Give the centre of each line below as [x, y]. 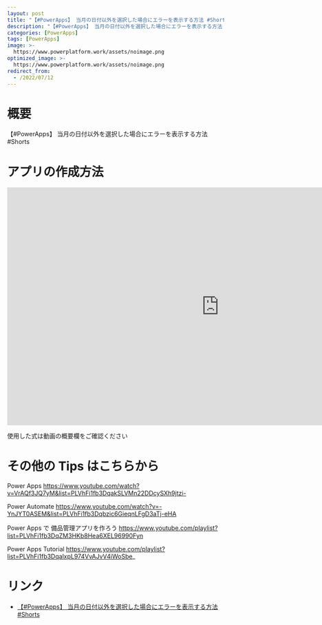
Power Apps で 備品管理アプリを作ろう [62, 528]
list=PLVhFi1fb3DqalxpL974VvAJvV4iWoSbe [70, 557]
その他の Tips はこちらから [83, 466]
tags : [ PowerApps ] [33, 39]
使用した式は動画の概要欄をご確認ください [67, 436]
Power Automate [31, 507]
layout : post [26, 13]
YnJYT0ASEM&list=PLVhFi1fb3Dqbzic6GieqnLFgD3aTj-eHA [92, 514]
